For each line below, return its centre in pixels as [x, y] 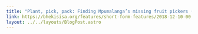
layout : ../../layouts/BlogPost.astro [54, 22]
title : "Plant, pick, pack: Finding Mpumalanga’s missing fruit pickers [97, 11]
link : [13, 17]
